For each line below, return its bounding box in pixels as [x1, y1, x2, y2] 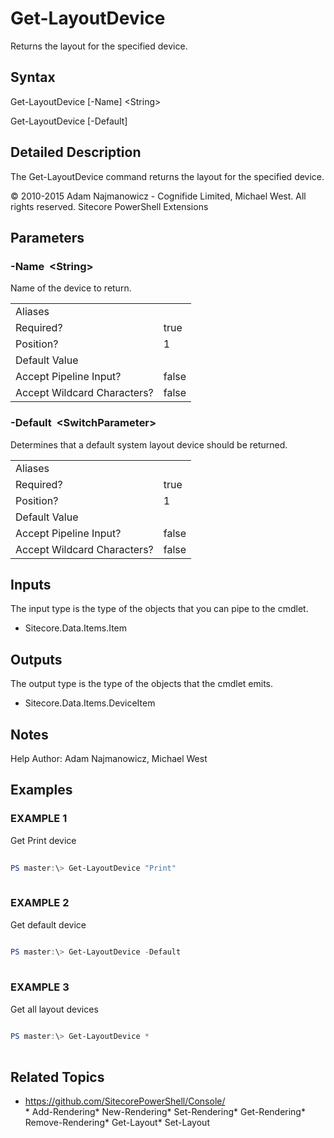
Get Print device [10, 834, 77, 846]
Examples [10, 782, 73, 799]
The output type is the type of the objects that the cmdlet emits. [10, 678, 274, 690]
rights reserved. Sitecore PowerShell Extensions [10, 200, 209, 212]
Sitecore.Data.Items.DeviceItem [24, 697, 156, 709]
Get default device [10, 918, 87, 931]
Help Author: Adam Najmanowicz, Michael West [10, 752, 208, 764]
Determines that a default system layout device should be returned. [10, 438, 288, 451]
